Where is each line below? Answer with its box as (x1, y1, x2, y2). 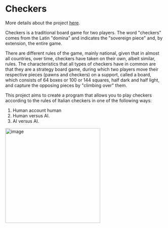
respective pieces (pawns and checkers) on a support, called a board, (5, 71, 152, 77)
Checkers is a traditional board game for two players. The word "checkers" (5, 29, 161, 35)
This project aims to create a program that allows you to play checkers (5, 92, 152, 98)
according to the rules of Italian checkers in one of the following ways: (5, 97, 152, 104)
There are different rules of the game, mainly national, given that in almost (5, 50, 159, 56)
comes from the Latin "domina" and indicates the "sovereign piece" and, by (5, 35, 163, 41)
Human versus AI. (12, 112, 50, 119)
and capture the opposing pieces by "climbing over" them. (5, 82, 128, 88)
